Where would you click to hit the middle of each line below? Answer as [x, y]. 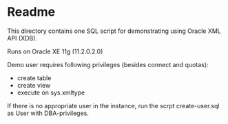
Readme [31, 12]
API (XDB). [22, 38]
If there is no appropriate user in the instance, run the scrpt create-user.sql [113, 106]
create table [34, 78]
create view [34, 85]
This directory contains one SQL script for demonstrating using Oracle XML [114, 31]
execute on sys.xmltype [51, 92]
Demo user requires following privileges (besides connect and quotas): [108, 64]
